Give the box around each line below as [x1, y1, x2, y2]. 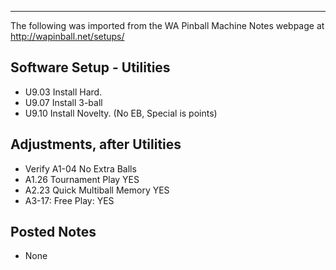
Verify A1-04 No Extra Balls [24, 162, 137, 175]
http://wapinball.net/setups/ [10, 31, 125, 42]
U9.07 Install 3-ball [24, 96, 103, 108]
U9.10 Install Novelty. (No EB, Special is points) [24, 107, 218, 119]
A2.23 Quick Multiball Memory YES [24, 184, 170, 196]
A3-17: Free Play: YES [24, 194, 115, 206]
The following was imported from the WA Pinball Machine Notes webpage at [10, 20, 325, 31]
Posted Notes [10, 224, 97, 241]
